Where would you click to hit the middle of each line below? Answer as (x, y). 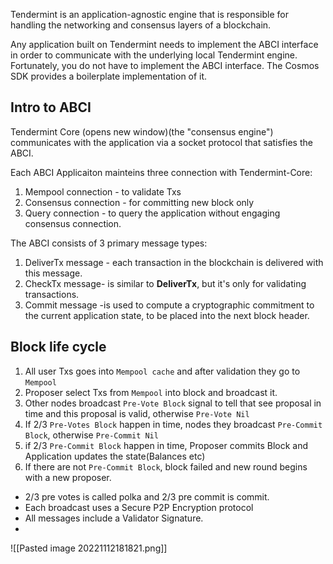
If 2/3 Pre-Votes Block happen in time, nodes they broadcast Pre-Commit (173, 424)
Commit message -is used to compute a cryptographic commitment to (169, 305)
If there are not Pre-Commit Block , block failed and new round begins (166, 466)
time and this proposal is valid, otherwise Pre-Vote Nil (137, 413)
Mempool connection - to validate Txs (103, 191)
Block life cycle (58, 347)
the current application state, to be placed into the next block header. (167, 315)
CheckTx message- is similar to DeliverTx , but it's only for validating (165, 283)
